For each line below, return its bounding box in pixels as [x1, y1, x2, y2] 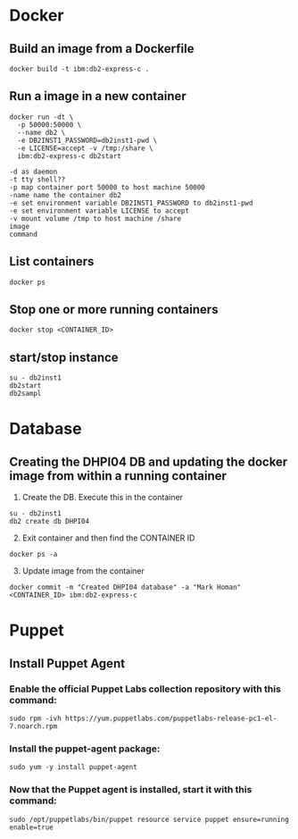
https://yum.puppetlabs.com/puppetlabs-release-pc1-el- [65, 714, 277, 724]
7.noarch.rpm [9, 722, 58, 731]
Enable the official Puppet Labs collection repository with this [9, 683, 281, 695]
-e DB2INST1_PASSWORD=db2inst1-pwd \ [17, 136, 158, 145]
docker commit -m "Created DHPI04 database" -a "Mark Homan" [9, 583, 242, 592]
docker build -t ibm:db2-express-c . [9, 64, 150, 73]
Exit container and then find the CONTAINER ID [21, 533, 195, 543]
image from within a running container [9, 468, 228, 483]
